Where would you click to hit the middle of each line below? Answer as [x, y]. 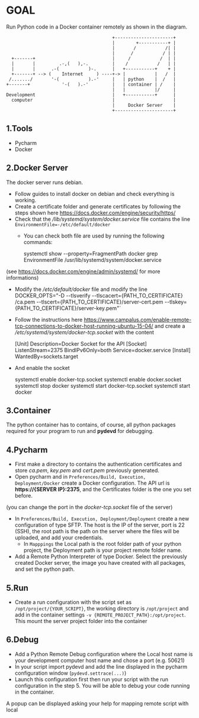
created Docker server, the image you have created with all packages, [100, 563]
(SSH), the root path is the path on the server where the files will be [97, 532]
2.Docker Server [37, 168]
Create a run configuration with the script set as [73, 602]
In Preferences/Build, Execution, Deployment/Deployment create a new [102, 519]
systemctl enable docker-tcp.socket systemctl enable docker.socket [98, 379]
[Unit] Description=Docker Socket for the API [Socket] [81, 344]
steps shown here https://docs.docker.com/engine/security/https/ [95, 213]
